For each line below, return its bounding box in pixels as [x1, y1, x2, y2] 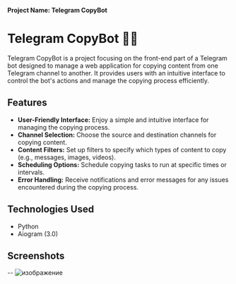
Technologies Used [7, 204, 94, 216]
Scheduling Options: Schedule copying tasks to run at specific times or [17, 160, 228, 168]
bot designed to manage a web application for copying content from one [7, 61, 219, 70]
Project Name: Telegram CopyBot [7, 6, 107, 14]
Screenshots [7, 249, 65, 261]
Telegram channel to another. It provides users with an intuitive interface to [7, 68, 226, 77]
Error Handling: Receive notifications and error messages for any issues [17, 175, 229, 184]
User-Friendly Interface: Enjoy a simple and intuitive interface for [17, 116, 209, 124]
